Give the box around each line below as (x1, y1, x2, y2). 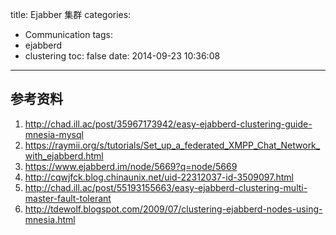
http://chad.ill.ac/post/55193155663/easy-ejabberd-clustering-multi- (24, 181, 308, 193)
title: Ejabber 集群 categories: (10, 9, 132, 20)
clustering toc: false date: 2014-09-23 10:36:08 (24, 50, 221, 62)
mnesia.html (24, 213, 76, 225)
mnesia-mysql (24, 128, 84, 140)
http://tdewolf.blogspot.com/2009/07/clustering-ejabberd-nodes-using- (24, 203, 323, 215)
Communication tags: (24, 29, 113, 40)
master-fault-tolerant (24, 192, 112, 204)
